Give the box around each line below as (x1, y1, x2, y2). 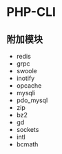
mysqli (16, 89, 36, 97)
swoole (16, 67, 37, 75)
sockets (16, 126, 39, 133)
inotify (16, 74, 35, 82)
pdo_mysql (16, 96, 48, 104)
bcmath (16, 140, 39, 148)
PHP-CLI (6, 4, 56, 20)
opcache (16, 81, 42, 90)
